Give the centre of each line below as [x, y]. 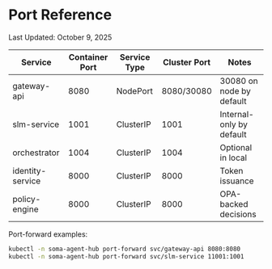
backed [234, 204]
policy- [27, 199]
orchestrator [36, 153]
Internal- [237, 114]
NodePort [135, 90]
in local [234, 158]
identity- [30, 170]
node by [235, 90]
